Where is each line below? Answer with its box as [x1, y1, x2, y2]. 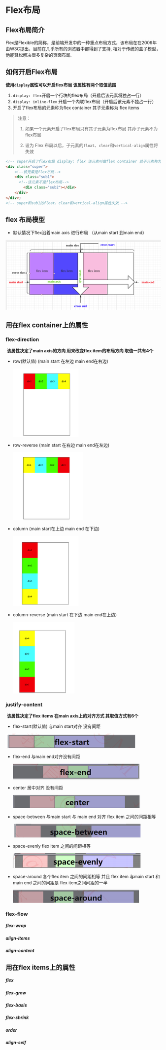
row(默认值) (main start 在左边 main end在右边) [12, 358, 109, 364]
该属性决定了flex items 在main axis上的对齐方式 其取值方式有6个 [6, 712, 138, 718]
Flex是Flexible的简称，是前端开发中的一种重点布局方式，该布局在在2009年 [5, 40, 157, 45]
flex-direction [5, 336, 39, 343]
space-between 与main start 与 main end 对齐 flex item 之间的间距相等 [12, 814, 156, 820]
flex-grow [5, 990, 27, 996]
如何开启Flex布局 [5, 68, 58, 76]
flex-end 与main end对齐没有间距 [12, 753, 80, 759]
